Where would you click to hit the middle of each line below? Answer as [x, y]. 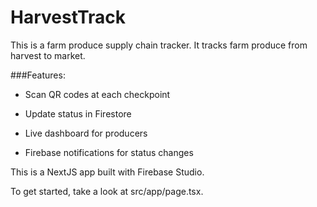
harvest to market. [48, 55]
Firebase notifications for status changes [109, 152]
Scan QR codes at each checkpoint [97, 94]
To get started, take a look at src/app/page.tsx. [107, 191]
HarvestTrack [68, 17]
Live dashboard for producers [86, 133]
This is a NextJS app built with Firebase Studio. [107, 172]
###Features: [38, 75]
